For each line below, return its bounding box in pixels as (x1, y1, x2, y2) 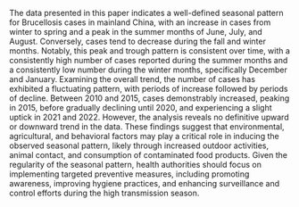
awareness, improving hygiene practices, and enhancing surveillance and (9, 178, 280, 188)
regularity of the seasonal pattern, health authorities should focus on (9, 160, 262, 170)
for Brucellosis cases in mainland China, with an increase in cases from (9, 17, 271, 28)
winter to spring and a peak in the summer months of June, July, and (9, 27, 263, 37)
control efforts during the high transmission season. (9, 187, 200, 198)
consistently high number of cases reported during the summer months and (9, 55, 288, 65)
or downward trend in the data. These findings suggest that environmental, (9, 121, 285, 132)
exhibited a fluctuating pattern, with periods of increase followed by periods (9, 84, 288, 94)
